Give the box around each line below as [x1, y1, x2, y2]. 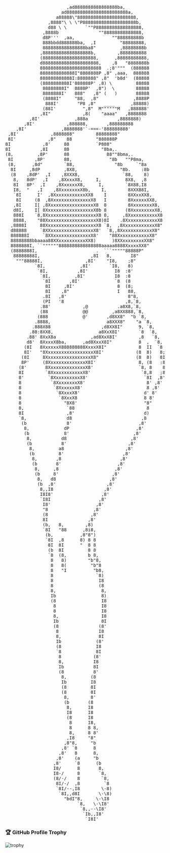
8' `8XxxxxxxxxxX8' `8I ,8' [18, 375, 165, 380]
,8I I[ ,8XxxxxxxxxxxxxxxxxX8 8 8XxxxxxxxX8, [13, 202, 160, 208]
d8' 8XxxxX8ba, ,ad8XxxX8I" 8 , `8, [26, 339, 163, 345]
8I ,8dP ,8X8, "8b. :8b [10, 167, 150, 172]
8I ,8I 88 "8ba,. [5, 147, 118, 152]
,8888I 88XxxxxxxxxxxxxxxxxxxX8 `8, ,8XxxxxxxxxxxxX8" [10, 223, 163, 228]
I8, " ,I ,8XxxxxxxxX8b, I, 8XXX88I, [13, 187, 150, 192]
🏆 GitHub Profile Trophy [5, 829, 67, 836]
